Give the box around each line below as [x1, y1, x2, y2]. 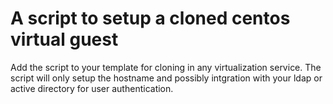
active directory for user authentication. [10, 82, 174, 94]
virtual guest [10, 28, 119, 51]
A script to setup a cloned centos [10, 7, 291, 30]
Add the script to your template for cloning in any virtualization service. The [10, 61, 322, 73]
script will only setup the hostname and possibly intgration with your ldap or [10, 72, 323, 84]
